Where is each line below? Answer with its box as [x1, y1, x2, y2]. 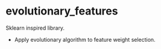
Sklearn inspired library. [5, 24, 65, 31]
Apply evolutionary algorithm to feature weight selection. [14, 36, 156, 43]
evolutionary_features [5, 4, 118, 18]
